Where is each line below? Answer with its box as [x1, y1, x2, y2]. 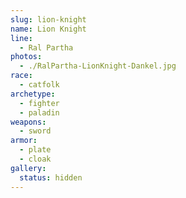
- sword [19, 126, 52, 136]
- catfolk [19, 80, 60, 90]
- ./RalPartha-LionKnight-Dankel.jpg [19, 61, 177, 71]
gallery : [10, 163, 47, 173]
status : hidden [19, 172, 83, 183]
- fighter [19, 98, 60, 108]
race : [10, 71, 33, 81]
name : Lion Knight [10, 24, 87, 34]
